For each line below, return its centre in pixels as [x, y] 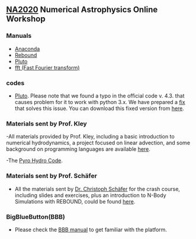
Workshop [26, 19]
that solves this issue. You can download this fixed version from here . [99, 108]
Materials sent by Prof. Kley [46, 124]
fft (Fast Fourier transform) [47, 67]
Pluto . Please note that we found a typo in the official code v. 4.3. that [99, 96]
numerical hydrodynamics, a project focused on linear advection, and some [98, 143]
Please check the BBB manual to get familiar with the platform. [91, 230]
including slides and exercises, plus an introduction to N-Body [90, 195]
